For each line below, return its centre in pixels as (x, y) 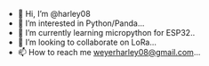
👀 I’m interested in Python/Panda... (81, 23)
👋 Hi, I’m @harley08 (54, 14)
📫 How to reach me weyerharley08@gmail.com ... (109, 52)
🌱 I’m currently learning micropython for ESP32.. (106, 33)
